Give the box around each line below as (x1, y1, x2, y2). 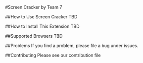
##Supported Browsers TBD (5, 33, 63, 39)
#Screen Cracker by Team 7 (5, 4, 62, 10)
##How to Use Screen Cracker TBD (5, 14, 78, 19)
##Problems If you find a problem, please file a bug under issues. (5, 43, 139, 49)
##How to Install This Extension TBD (5, 23, 80, 29)
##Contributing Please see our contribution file (5, 52, 101, 58)
